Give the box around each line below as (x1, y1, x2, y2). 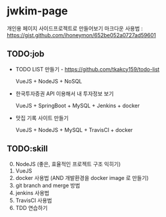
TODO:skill (7, 144, 48, 154)
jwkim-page (7, 4, 68, 18)
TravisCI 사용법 (15, 197, 53, 204)
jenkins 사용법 (15, 189, 50, 196)
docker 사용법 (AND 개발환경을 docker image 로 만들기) (15, 174, 149, 181)
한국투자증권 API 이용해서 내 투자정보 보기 (15, 90, 114, 97)
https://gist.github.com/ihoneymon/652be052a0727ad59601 (7, 31, 156, 38)
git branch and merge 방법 (15, 182, 80, 189)
